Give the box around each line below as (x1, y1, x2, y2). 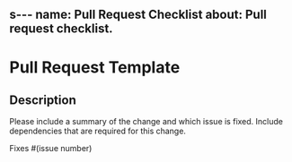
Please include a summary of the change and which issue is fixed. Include (9, 116, 283, 127)
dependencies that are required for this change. (9, 125, 187, 137)
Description (9, 92, 76, 107)
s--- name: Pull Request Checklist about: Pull (9, 7, 268, 22)
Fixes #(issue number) (9, 143, 93, 154)
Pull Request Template (9, 57, 181, 77)
